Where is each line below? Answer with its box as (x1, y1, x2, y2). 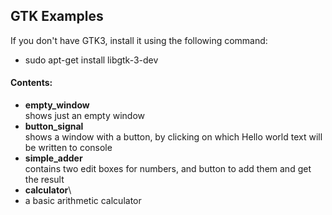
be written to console (24, 142, 113, 154)
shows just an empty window (24, 110, 145, 122)
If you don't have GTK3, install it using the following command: (10, 34, 268, 46)
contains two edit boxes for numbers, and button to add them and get (24, 163, 312, 175)
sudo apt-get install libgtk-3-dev (24, 54, 159, 66)
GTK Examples (10, 8, 104, 25)
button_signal (24, 120, 84, 133)
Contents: (10, 77, 53, 89)
